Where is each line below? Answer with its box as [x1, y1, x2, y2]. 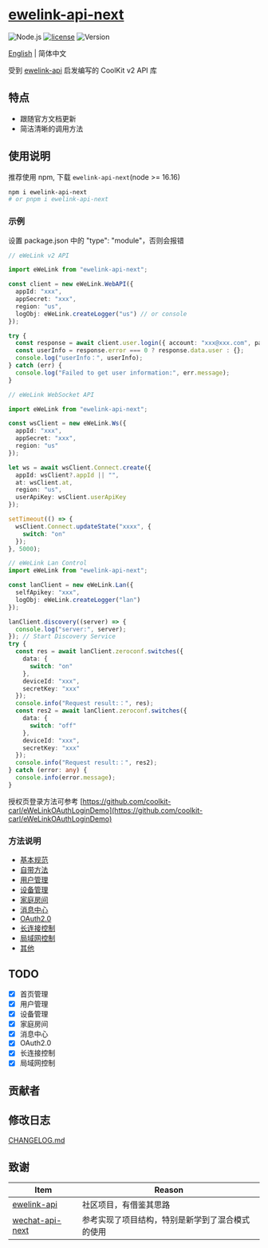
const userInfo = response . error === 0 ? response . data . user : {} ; [15, 347, 245, 355]
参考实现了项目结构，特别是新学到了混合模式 [82, 1214, 250, 1226]
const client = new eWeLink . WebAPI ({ [8, 280, 134, 288]
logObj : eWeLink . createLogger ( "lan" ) [15, 596, 141, 604]
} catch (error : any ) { [8, 767, 88, 775]
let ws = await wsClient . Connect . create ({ [8, 463, 152, 472]
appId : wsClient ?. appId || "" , [15, 471, 120, 479]
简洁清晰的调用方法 [19, 124, 84, 133]
